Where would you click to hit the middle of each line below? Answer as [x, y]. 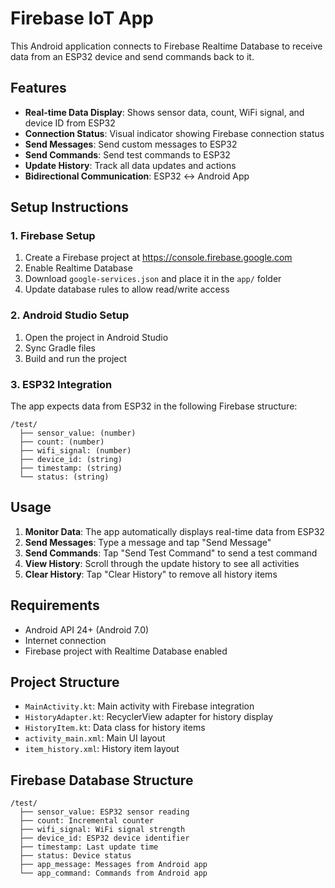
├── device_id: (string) [71, 460]
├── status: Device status [75, 856]
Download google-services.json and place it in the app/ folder [153, 279]
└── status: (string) [64, 477]
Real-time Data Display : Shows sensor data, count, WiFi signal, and [164, 112]
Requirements [55, 605]
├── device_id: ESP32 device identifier [104, 838]
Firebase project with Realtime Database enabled [126, 651]
